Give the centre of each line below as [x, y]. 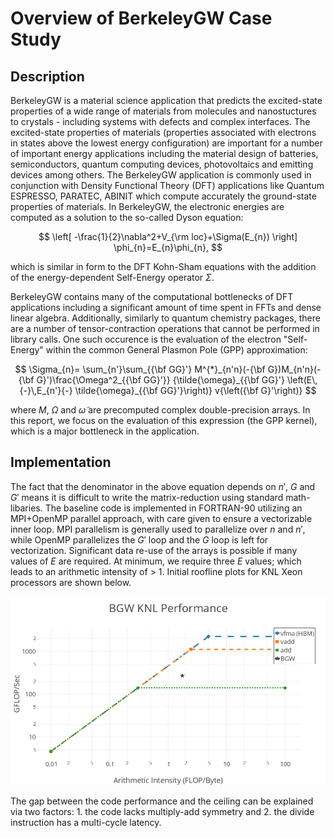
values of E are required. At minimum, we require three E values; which [156, 561]
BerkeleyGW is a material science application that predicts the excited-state [166, 100]
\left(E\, [302, 380]
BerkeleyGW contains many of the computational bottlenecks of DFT [152, 296]
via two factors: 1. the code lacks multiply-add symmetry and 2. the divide [162, 812]
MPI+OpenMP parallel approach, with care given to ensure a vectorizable [161, 518]
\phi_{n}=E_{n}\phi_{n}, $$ [168, 247]
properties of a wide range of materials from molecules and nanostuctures [163, 111]
